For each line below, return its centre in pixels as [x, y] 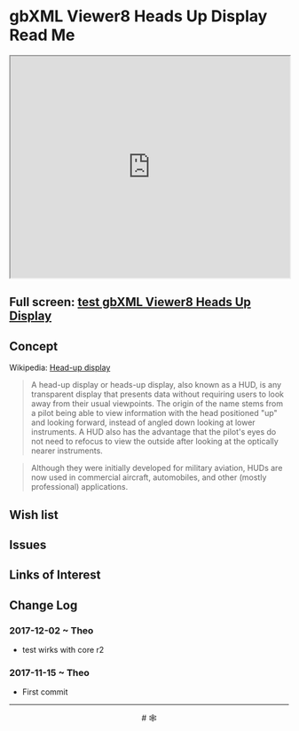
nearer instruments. [67, 451]
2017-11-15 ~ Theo [50, 672]
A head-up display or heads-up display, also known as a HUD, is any [156, 385]
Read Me [42, 35]
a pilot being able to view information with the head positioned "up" [154, 413]
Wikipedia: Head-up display [60, 368]
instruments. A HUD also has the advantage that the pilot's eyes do [153, 432]
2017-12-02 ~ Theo [51, 630]
